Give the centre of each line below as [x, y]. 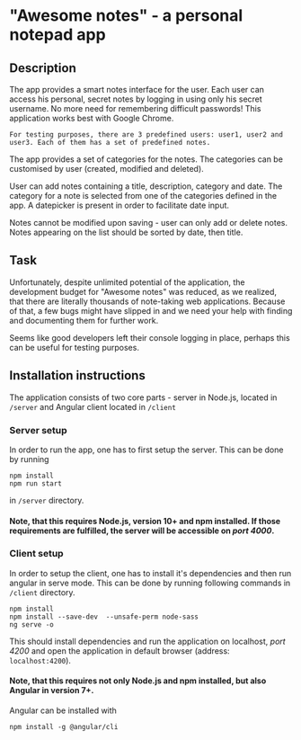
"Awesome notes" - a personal [126, 16]
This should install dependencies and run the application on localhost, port [147, 641]
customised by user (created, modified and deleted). [106, 169]
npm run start [36, 483]
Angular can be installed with [63, 710]
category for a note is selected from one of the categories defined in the [143, 196]
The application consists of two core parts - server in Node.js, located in [143, 397]
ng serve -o [31, 624]
